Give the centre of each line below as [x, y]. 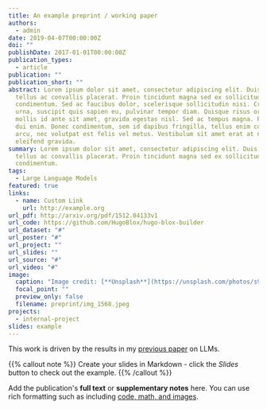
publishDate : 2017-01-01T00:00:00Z [67, 53]
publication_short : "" [46, 82]
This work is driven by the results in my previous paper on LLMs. [114, 349]
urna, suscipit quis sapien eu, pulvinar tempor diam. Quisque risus [133, 112]
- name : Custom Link [49, 201]
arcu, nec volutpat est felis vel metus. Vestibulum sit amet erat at [135, 134]
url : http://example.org [64, 208]
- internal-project [48, 319]
